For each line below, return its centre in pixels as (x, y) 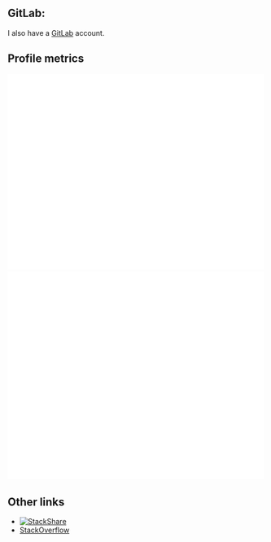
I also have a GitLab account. (56, 33)
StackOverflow (44, 530)
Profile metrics (46, 59)
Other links (36, 502)
